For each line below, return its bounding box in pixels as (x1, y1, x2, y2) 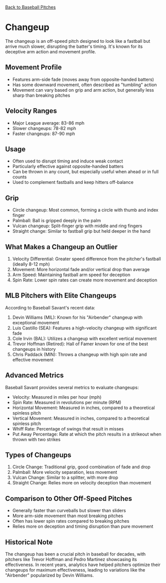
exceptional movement (12, 319, 59, 325)
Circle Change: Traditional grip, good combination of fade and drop (12, 464, 151, 470)
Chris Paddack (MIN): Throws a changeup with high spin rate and (12, 351, 147, 357)
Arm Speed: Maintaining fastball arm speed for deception (12, 272, 131, 278)
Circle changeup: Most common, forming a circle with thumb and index (12, 207, 159, 213)
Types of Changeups (5, 451, 71, 459)
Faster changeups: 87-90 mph (12, 131, 75, 137)
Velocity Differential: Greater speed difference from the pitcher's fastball (12, 256, 161, 262)
